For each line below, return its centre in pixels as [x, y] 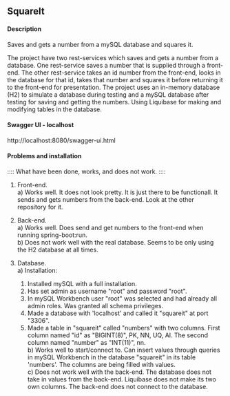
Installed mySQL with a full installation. [82, 284]
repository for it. [40, 207]
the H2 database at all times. [57, 249]
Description [24, 29]
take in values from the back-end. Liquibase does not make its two [122, 379]
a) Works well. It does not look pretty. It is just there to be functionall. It [117, 192]
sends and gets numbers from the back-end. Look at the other [105, 199]
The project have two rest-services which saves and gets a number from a [113, 57]
